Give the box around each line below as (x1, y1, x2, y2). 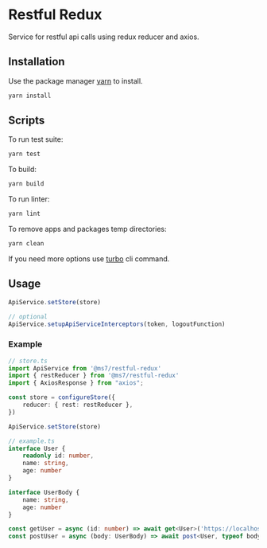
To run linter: (8, 194, 50, 204)
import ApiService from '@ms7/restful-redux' (8, 364, 161, 372)
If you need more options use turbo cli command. (8, 253, 170, 264)
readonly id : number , (22, 452, 94, 460)
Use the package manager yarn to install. (8, 76, 143, 85)
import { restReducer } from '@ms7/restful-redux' (8, 372, 180, 380)
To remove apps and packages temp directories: (8, 225, 167, 234)
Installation (8, 55, 65, 68)
